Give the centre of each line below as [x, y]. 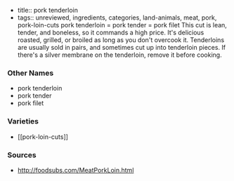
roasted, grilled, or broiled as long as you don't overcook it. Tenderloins [121, 40]
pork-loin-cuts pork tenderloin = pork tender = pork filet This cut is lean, [122, 25]
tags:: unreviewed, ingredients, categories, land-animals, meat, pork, [117, 18]
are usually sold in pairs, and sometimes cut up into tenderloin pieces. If [122, 47]
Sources [22, 155]
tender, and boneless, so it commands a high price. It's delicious [111, 32]
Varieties [23, 121]
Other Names [31, 73]
